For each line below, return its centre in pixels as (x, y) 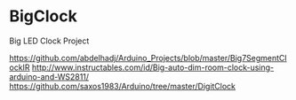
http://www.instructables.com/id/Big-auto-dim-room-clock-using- (153, 67)
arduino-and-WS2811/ (49, 76)
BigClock (43, 16)
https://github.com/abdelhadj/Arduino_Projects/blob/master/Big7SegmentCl (148, 58)
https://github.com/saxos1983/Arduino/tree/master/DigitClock (123, 86)
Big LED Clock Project (49, 41)
